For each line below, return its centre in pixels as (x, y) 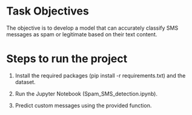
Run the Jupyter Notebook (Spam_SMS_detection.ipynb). (86, 94)
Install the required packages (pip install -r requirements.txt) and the (100, 75)
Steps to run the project (67, 59)
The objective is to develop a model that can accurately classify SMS (92, 28)
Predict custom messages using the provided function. (83, 105)
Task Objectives (48, 11)
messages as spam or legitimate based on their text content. (82, 34)
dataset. (25, 82)
